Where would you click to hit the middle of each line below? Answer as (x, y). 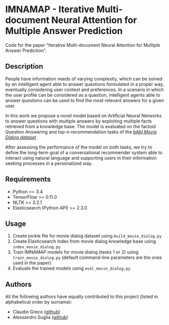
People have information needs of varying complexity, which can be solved (84, 79)
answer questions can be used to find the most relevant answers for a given (84, 100)
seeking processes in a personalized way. (49, 163)
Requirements (28, 179)
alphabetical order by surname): (39, 302)
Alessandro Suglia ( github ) (40, 317)
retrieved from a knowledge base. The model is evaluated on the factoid (81, 126)
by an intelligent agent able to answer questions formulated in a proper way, (85, 84)
